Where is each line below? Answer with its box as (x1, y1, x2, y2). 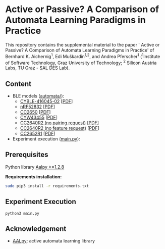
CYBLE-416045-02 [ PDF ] (20, 98, 73, 105)
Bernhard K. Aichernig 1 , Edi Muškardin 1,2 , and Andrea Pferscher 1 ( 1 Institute (5, 52, 160, 59)
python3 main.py (5, 211, 39, 216)
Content (5, 79, 32, 88)
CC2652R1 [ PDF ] (20, 130, 56, 137)
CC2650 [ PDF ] (20, 109, 51, 115)
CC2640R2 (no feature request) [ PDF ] (20, 125, 100, 131)
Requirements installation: (5, 173, 62, 180)
